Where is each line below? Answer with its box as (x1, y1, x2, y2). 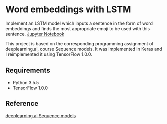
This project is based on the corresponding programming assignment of (5, 40, 154, 46)
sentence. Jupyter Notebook (5, 31, 64, 37)
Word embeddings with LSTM (5, 4, 131, 15)
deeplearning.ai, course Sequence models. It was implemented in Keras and (5, 46, 162, 52)
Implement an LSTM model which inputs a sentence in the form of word (5, 20, 153, 26)
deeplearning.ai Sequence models (5, 112, 76, 119)
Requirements (5, 66, 50, 75)
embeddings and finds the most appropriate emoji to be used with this (5, 25, 150, 31)
